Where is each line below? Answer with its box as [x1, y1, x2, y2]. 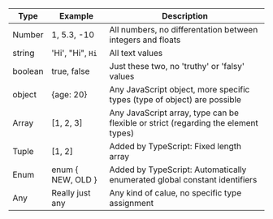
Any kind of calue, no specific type [109, 187, 242, 198]
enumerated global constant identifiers [109, 174, 258, 185]
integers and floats [109, 34, 181, 45]
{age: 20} [51, 89, 88, 100]
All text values [109, 48, 163, 58]
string [12, 48, 35, 58]
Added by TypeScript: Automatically [109, 164, 247, 175]
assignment [109, 198, 154, 208]
